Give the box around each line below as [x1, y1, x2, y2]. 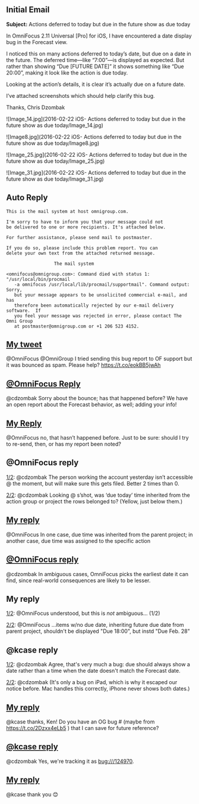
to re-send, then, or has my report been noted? [6, 441, 122, 448]
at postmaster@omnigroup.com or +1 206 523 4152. [14, 323, 140, 329]
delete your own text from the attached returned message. [6, 250, 156, 256]
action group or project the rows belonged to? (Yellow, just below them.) [6, 497, 183, 505]
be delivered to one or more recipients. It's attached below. [6, 224, 166, 230]
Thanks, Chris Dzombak [6, 104, 65, 111]
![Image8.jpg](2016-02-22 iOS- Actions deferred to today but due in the [6, 133, 182, 140]
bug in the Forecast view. [6, 38, 68, 45]
